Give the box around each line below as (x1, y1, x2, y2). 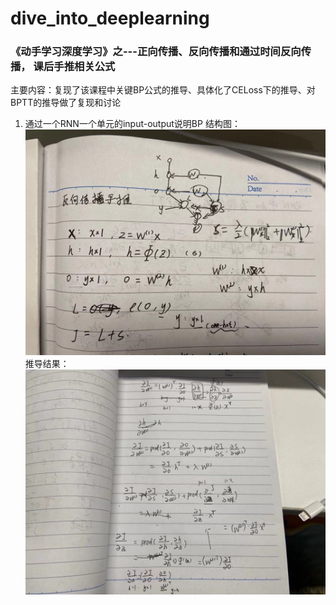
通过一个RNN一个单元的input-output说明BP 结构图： (24, 118, 241, 130)
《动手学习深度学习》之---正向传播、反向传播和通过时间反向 (10, 45, 302, 59)
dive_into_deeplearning (10, 7, 210, 30)
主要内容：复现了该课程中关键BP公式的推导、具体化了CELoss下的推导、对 (10, 84, 316, 96)
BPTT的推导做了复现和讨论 (10, 97, 122, 109)
